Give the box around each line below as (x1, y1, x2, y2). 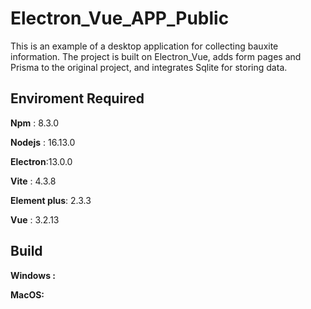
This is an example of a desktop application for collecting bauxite (10, 40, 279, 52)
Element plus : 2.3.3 (10, 194, 92, 206)
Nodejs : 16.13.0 (10, 136, 76, 148)
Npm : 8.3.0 (10, 117, 60, 129)
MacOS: (10, 288, 45, 301)
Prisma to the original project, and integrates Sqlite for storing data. (10, 61, 288, 73)
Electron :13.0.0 (10, 155, 73, 167)
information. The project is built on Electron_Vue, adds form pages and (10, 50, 302, 62)
